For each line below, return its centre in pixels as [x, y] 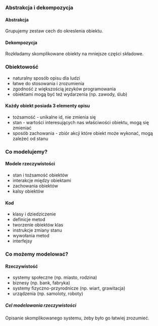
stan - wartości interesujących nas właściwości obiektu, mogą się [81, 122]
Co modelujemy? [27, 152]
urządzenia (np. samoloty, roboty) [48, 294]
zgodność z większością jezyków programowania [64, 89]
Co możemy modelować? [37, 254]
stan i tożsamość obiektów [40, 175]
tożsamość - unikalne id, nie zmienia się [54, 117]
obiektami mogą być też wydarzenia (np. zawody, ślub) [70, 94]
